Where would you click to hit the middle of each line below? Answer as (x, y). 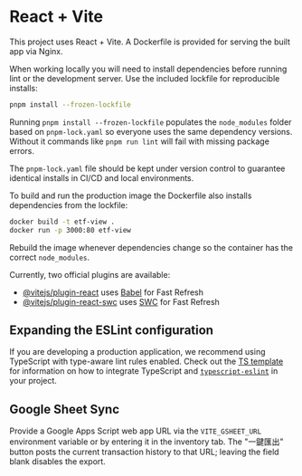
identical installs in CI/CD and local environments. (102, 177)
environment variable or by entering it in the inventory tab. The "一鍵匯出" (146, 442)
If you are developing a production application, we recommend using (137, 352)
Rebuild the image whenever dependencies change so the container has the (151, 247)
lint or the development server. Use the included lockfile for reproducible (145, 78)
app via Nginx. (36, 51)
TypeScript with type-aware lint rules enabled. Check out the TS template (146, 362)
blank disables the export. (57, 462)
